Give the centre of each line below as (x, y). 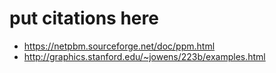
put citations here (84, 18)
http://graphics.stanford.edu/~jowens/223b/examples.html (144, 56)
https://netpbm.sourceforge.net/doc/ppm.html (119, 46)
